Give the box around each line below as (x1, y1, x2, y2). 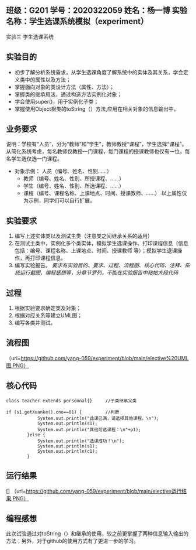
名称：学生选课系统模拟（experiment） (6, 16, 149, 26)
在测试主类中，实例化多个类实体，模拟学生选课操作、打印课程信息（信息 (14, 240, 188, 247)
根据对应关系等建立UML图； (14, 312, 83, 319)
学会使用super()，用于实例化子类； (14, 98, 99, 105)
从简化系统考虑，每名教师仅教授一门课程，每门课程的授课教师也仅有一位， (6, 148, 185, 155)
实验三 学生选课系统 (6, 33, 54, 40)
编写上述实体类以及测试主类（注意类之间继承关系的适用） (14, 233, 153, 240)
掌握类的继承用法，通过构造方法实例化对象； (14, 90, 123, 98)
